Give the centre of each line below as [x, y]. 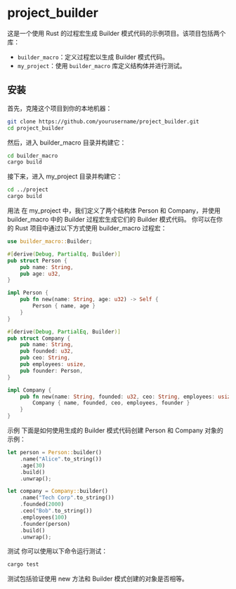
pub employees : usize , [53, 364]
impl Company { [29, 390]
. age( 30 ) [33, 465]
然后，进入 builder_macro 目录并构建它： [67, 143]
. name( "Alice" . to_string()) [61, 459]
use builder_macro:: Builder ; [50, 241]
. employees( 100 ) [44, 517]
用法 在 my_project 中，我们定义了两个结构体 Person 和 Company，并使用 [114, 211]
